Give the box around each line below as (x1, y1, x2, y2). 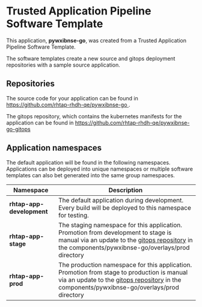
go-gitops (6, 125, 31, 133)
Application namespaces (6, 143, 102, 153)
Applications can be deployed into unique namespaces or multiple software (6, 165, 194, 172)
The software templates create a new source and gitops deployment (6, 55, 176, 62)
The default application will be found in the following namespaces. (6, 159, 171, 166)
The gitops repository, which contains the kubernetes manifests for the (6, 112, 182, 120)
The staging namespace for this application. (58, 220, 182, 229)
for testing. (58, 211, 89, 219)
